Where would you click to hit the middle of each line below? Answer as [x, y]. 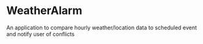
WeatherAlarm [44, 11]
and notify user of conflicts [40, 34]
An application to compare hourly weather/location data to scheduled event [102, 28]
